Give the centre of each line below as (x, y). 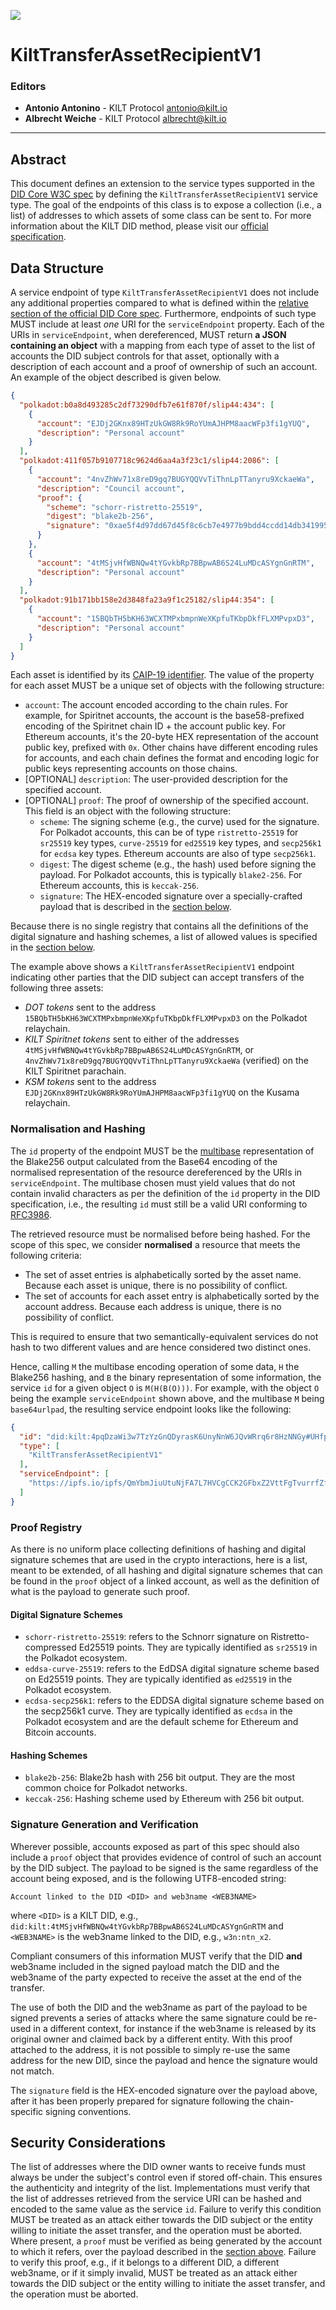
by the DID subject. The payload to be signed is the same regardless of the (164, 1867)
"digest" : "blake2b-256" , (100, 516)
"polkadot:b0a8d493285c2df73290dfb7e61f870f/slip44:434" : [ (147, 405)
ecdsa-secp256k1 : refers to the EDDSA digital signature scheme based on (174, 1701)
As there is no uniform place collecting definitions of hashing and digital (158, 1549)
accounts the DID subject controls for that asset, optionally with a (145, 356)
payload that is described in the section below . (135, 907)
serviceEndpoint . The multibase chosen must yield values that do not (153, 1182)
